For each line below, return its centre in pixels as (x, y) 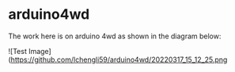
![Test (18, 51)
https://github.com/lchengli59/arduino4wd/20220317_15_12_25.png (119, 59)
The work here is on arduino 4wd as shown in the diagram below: (115, 36)
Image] (40, 51)
